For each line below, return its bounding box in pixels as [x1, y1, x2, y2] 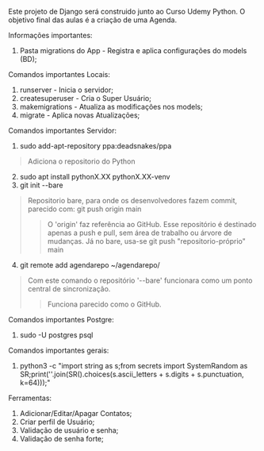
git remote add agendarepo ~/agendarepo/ [19, 260, 160, 269]
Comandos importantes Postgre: [8, 315, 115, 324]
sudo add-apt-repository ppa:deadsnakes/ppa [19, 141, 172, 150]
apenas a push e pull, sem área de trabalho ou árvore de [47, 228, 232, 237]
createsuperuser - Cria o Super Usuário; [19, 94, 152, 102]
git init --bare [19, 180, 63, 190]
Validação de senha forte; [19, 434, 105, 443]
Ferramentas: [8, 393, 52, 403]
